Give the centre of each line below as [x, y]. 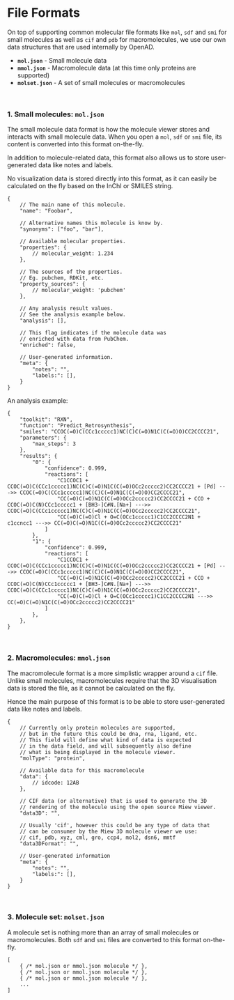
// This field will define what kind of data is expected [106, 740]
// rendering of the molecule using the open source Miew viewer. [118, 807]
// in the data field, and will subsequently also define [106, 746]
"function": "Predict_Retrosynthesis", [78, 426]
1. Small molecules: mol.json [56, 114]
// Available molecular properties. [73, 242]
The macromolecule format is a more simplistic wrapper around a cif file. [112, 673]
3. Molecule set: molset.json [56, 917]
